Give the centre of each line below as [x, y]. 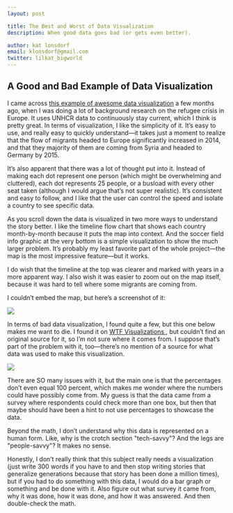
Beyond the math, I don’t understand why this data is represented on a [108, 431]
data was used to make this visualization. [66, 354]
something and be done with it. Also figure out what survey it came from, [112, 489]
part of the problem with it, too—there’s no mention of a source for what [110, 346]
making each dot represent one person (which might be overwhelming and [114, 175]
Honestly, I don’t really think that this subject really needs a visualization [110, 459]
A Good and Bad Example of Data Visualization [110, 87]
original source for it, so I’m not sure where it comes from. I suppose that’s [114, 339]
